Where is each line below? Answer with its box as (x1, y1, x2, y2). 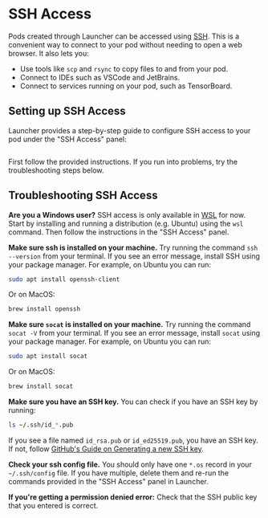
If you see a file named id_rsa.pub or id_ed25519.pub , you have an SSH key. (8, 435, 258, 445)
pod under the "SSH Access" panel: (8, 134, 127, 144)
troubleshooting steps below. (8, 165, 104, 175)
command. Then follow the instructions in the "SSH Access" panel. (8, 226, 229, 237)
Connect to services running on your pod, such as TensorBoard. (19, 81, 233, 91)
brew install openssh (8, 305, 81, 313)
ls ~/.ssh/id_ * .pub (8, 421, 74, 430)
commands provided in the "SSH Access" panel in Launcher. (8, 476, 209, 486)
